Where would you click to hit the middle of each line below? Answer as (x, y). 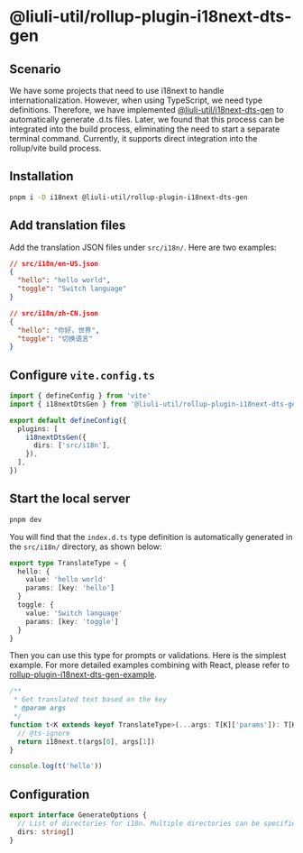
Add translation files (68, 226)
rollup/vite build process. (55, 148)
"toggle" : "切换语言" (55, 339)
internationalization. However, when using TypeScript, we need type (136, 100)
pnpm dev (26, 519)
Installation (41, 176)
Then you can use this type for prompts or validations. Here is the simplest (148, 656)
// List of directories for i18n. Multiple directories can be (138, 823)
